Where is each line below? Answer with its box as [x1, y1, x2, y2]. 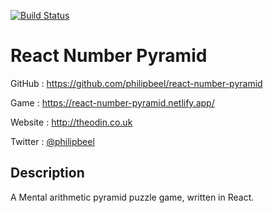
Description [10, 165, 85, 182]
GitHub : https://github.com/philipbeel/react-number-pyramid [10, 77, 263, 89]
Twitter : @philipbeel [10, 135, 95, 147]
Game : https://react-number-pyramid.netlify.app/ [10, 96, 215, 109]
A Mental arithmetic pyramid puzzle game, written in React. [10, 191, 255, 203]
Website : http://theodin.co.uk [10, 116, 133, 128]
